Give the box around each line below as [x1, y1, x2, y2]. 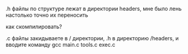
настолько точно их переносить [5, 11, 88, 19]
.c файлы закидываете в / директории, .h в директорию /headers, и [5, 35, 179, 41]
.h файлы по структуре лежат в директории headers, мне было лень [5, 5, 182, 12]
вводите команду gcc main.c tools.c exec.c [5, 41, 115, 48]
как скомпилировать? [5, 23, 62, 30]
